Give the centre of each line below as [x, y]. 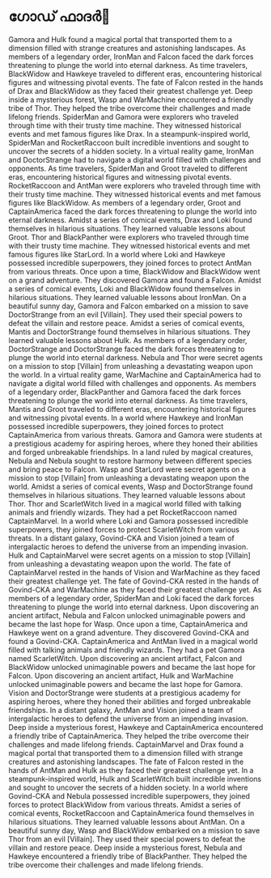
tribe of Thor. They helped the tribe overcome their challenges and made [129, 108]
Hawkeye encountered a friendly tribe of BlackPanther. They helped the [128, 856]
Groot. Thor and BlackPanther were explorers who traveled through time [129, 237]
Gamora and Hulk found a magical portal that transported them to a [121, 39]
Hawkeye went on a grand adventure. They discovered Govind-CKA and [129, 632]
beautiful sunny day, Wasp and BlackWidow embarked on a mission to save [134, 830]
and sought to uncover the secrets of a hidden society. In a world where [128, 787]
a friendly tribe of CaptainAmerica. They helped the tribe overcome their [129, 736]
